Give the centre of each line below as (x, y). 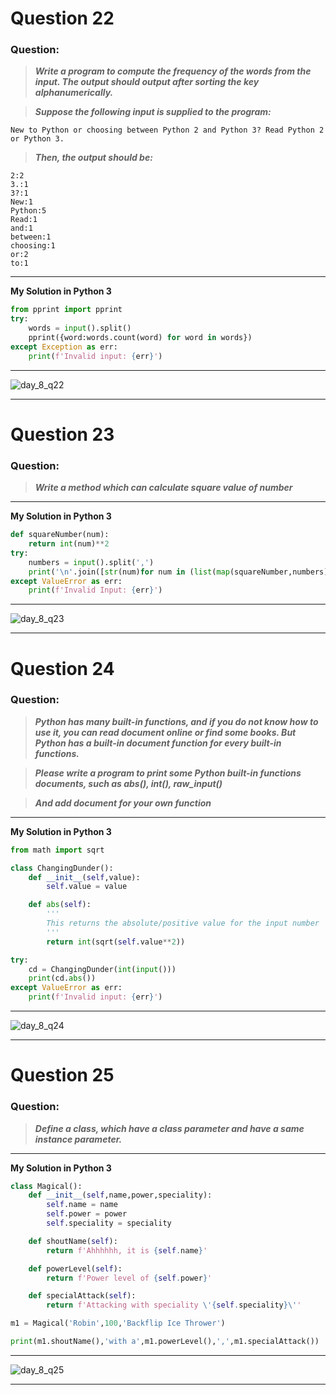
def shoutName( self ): (73, 1241)
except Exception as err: (64, 347)
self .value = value (87, 887)
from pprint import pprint (66, 310)
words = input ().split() (80, 328)
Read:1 (24, 220)
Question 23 (62, 434)
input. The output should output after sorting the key (147, 82)
